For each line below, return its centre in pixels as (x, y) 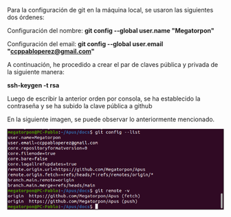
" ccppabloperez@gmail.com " (51, 51)
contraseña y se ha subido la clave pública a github (80, 106)
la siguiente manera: (36, 72)
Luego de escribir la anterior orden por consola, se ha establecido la (104, 99)
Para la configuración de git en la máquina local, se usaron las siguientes (110, 10)
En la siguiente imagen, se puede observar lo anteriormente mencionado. (111, 119)
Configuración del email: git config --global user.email (85, 44)
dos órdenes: (26, 17)
